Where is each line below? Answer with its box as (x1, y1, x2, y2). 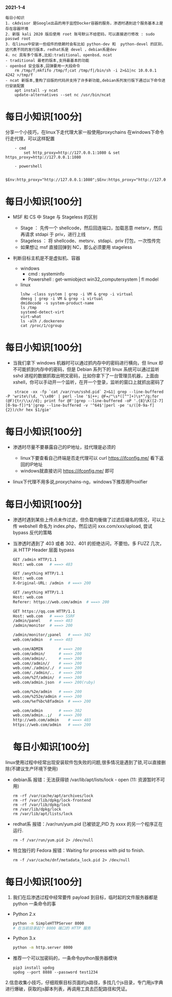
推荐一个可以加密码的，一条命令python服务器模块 (12, 955, 118, 961)
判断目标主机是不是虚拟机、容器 (12, 255, 80, 261)
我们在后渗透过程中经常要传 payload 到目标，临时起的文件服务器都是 (12, 894, 158, 900)
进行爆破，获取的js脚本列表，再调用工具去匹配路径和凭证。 (5, 986, 130, 992)
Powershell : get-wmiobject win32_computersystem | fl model (28, 276, 159, 282)
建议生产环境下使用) (16, 766, 58, 772)
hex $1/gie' (26, 407, 52, 412)
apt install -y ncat (14, 88, 58, 93)
